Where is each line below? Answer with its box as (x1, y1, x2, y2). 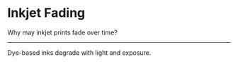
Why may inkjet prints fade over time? (7, 28, 118, 37)
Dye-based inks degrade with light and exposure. (7, 48, 152, 57)
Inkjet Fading (7, 5, 86, 21)
